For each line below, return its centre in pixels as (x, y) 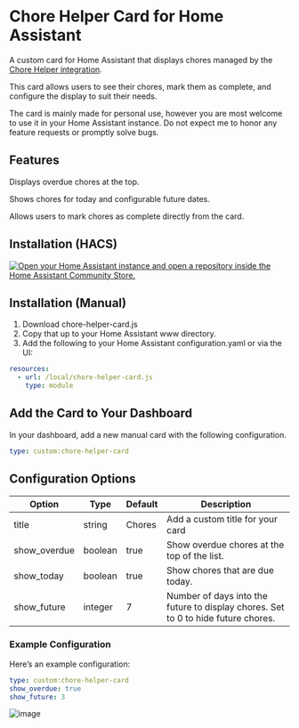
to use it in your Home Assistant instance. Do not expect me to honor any (143, 123)
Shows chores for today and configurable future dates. (110, 198)
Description (226, 504)
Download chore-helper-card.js (80, 324)
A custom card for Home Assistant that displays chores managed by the (141, 60)
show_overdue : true (45, 688)
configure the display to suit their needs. (83, 96)
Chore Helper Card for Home (117, 16)
